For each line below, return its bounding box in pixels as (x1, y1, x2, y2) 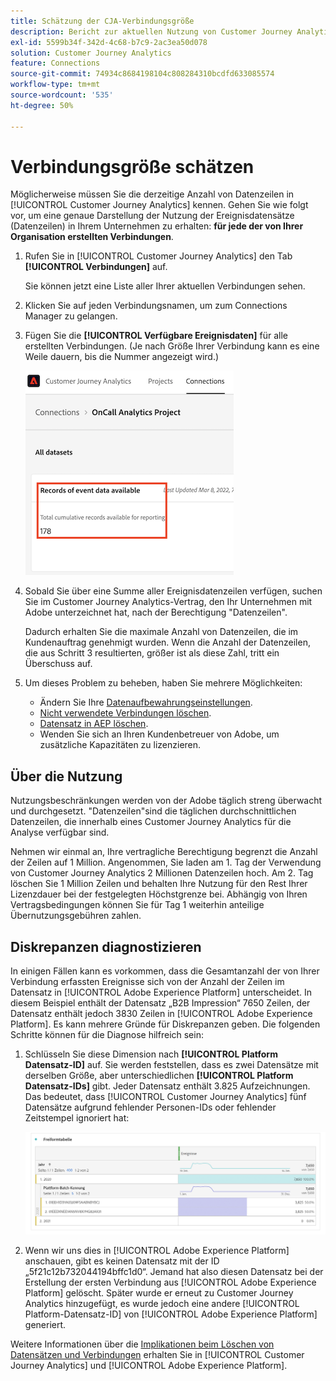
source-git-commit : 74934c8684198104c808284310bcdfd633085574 (10, 69, 275, 79)
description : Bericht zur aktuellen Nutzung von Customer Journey (10, 26, 293, 37)
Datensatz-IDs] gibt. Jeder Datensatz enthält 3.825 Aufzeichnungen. (24, 1080, 311, 1092)
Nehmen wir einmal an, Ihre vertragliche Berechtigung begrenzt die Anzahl (10, 846, 318, 858)
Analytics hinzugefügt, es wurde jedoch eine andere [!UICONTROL (24, 1297, 300, 1309)
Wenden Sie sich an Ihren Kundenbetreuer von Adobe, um (39, 728, 280, 740)
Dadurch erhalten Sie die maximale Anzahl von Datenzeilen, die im (24, 626, 299, 638)
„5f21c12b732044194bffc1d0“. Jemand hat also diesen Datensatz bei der (24, 1265, 324, 1277)
